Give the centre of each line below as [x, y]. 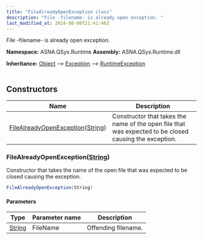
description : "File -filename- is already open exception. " [85, 18]
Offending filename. [115, 227]
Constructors [32, 89]
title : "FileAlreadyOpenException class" [59, 12]
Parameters [21, 201]
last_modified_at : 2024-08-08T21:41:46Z [58, 23]
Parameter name [57, 217]
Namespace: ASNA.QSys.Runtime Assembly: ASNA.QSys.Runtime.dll [93, 52]
